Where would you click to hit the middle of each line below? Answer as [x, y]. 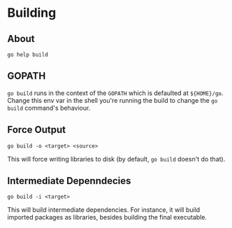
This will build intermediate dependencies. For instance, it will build [104, 210]
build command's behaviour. [49, 108]
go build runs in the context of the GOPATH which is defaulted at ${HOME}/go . [115, 93]
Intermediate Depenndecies [69, 181]
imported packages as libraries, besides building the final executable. [107, 218]
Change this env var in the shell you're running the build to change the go [113, 100]
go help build [28, 55]
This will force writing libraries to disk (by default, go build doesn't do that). [116, 159]
